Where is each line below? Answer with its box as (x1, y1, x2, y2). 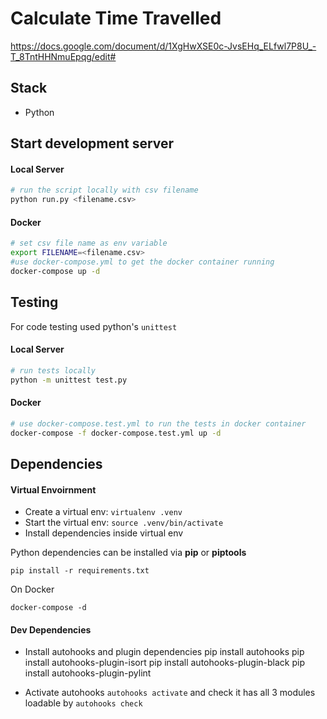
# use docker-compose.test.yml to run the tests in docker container (10, 418, 307, 429)
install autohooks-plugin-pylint (24, 667, 152, 679)
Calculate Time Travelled (10, 7, 222, 30)
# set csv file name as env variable (10, 238, 168, 249)
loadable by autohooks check (24, 697, 143, 709)
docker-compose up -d (10, 266, 101, 276)
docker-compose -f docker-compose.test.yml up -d (10, 428, 222, 438)
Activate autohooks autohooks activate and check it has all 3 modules (24, 687, 316, 699)
